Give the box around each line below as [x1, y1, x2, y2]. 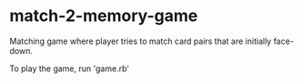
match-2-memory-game [9, 5, 198, 26]
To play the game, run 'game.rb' [9, 63, 130, 74]
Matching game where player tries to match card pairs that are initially [9, 36, 272, 47]
